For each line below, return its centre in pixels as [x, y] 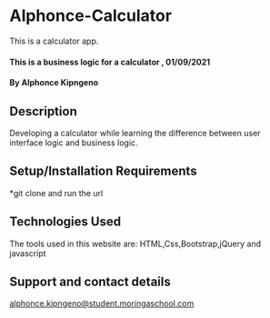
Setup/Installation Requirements [103, 171]
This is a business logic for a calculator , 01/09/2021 [110, 62]
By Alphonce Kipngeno [54, 83]
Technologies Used [65, 222]
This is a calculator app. [54, 41]
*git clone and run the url [56, 193]
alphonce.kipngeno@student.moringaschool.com [102, 303]
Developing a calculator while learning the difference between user [135, 133]
